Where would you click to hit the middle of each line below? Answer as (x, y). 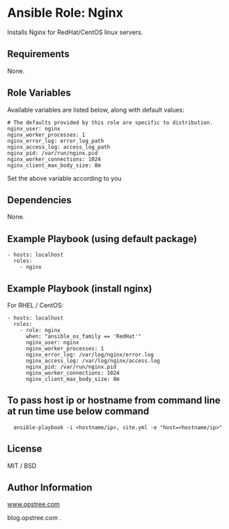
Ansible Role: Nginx (65, 13)
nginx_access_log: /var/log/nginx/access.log (93, 361)
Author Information (50, 487)
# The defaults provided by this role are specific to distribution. (110, 122)
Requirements (38, 54)
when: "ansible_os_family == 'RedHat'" (83, 336)
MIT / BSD (22, 465)
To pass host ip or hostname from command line (114, 400)
